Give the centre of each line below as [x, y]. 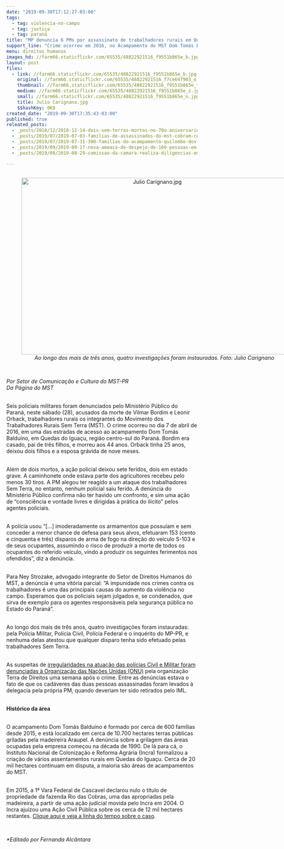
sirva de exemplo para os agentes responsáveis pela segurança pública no [100, 602]
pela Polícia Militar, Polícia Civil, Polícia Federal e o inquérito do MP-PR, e [97, 633]
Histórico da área [28, 708]
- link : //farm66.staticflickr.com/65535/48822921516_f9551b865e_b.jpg [104, 74]
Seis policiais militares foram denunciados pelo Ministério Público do [92, 406]
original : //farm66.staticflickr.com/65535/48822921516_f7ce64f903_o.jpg [112, 79]
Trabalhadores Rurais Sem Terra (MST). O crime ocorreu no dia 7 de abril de [102, 425]
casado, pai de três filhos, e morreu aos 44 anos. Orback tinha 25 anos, [96, 444]
